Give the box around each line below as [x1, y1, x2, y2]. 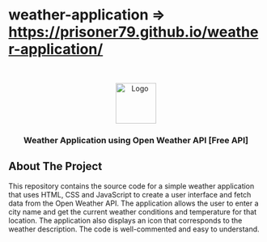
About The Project [8, 159, 103, 173]
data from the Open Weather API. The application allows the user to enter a [8, 198, 259, 208]
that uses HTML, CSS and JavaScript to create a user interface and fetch [8, 189, 252, 199]
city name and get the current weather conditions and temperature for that [8, 206, 257, 216]
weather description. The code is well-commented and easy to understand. [8, 224, 261, 234]
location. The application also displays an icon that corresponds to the [8, 215, 243, 225]
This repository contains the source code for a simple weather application [8, 180, 255, 191]
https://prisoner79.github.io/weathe [8, 23, 259, 41]
